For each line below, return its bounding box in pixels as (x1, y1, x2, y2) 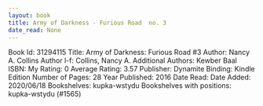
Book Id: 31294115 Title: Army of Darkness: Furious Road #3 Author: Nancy (8, 48, 250, 57)
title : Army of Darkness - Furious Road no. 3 (8, 19, 167, 27)
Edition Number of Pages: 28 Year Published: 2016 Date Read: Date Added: (8, 72, 251, 82)
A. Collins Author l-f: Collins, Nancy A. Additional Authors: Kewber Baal (8, 56, 237, 65)
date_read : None (8, 26, 61, 34)
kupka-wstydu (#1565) (8, 90, 82, 99)
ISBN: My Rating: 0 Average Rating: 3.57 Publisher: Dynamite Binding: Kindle (8, 64, 255, 74)
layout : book (8, 11, 51, 20)
